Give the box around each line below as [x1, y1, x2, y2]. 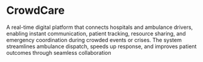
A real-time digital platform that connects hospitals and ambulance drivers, [6, 23, 193, 31]
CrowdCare [6, 4, 65, 17]
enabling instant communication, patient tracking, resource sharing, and [6, 29, 186, 37]
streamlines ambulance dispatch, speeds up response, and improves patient [6, 43, 197, 50]
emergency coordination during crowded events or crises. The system [6, 36, 182, 43]
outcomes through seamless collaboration [6, 49, 111, 56]
